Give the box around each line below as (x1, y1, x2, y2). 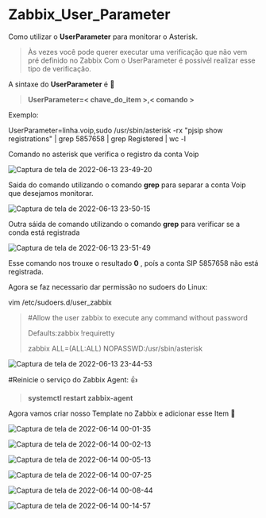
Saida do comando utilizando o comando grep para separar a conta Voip (8, 180, 246, 190)
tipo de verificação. (27, 63, 91, 73)
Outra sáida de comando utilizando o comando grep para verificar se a (8, 219, 241, 228)
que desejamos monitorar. (8, 188, 94, 198)
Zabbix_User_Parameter (8, 6, 171, 24)
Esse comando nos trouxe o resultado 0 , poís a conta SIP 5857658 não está (8, 258, 259, 267)
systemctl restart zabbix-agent (27, 393, 133, 402)
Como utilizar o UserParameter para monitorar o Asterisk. (8, 32, 199, 41)
